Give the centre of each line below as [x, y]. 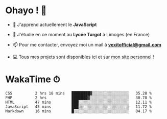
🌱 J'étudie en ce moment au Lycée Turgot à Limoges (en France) [81, 34]
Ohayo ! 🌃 [26, 10]
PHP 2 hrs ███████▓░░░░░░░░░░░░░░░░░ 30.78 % [79, 98]
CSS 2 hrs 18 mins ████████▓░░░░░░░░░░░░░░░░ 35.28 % [79, 93]
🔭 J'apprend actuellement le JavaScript [55, 25]
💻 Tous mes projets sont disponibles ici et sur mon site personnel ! [83, 57]
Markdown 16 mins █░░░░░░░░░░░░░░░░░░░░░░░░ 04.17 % [79, 111]
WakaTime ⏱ [33, 79]
